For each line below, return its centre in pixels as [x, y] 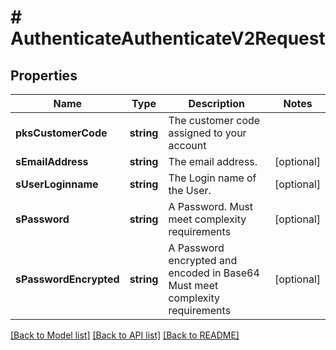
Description [216, 103]
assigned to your [207, 133]
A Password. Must [211, 206]
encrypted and [203, 260]
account [187, 145]
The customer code [214, 120]
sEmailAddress [52, 161]
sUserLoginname [57, 184]
